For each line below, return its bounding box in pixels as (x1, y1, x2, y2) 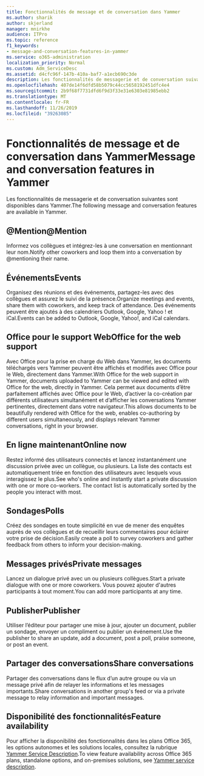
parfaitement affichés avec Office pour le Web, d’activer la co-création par (6, 390, 192, 397)
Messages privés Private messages (6, 559, 142, 569)
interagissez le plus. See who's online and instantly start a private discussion (6, 475, 197, 483)
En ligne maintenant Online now (6, 440, 127, 450)
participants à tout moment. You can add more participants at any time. (6, 588, 183, 595)
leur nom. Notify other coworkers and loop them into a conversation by (6, 248, 182, 256)
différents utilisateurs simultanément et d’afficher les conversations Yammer (6, 396, 197, 404)
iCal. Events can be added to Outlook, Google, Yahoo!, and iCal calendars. (6, 314, 190, 322)
